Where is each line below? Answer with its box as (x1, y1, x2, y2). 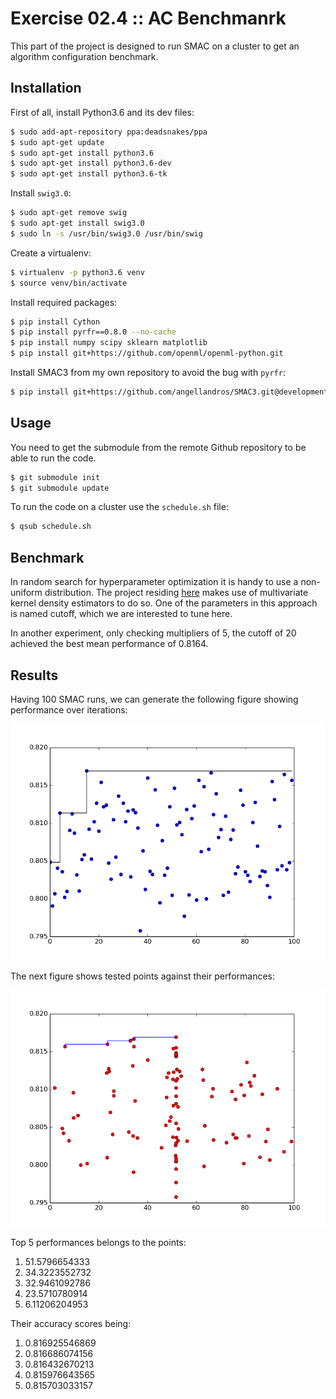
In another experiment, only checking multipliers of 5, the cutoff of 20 (10, 627, 297, 639)
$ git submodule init (10, 472, 101, 482)
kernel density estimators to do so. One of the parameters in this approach (10, 597, 318, 609)
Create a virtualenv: (10, 247, 92, 259)
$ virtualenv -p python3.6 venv (10, 267, 145, 277)
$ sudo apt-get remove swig (10, 208, 128, 218)
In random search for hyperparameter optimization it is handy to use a (10, 576, 299, 588)
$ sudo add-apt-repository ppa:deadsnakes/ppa (10, 127, 208, 137)
